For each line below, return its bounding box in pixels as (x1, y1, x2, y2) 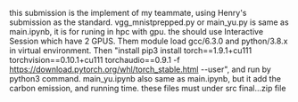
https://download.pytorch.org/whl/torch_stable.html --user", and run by (9, 64, 272, 75)
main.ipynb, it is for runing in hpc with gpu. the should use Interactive (9, 27, 264, 36)
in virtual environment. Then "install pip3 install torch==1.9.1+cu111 (9, 45, 252, 56)
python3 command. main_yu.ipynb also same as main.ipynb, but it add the (9, 74, 281, 83)
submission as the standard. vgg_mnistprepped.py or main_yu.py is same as (9, 17, 289, 27)
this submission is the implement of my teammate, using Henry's (9, 8, 247, 18)
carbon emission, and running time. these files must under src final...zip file (9, 83, 286, 93)
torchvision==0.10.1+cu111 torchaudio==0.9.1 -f (9, 55, 180, 65)
